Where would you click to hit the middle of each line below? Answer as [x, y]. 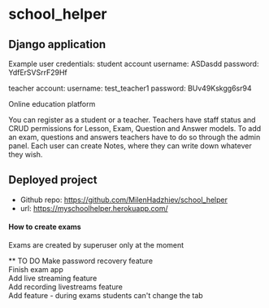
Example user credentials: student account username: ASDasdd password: [134, 64]
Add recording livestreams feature [66, 287]
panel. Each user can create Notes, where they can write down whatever [130, 146]
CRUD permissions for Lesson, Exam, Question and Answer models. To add [135, 128]
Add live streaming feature [53, 279]
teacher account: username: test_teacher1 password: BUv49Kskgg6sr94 [130, 88]
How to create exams [45, 227]
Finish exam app [36, 270]
